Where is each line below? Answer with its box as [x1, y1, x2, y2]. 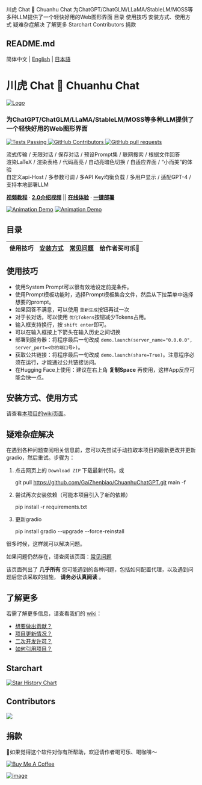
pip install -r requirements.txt [14, 503, 87, 511]
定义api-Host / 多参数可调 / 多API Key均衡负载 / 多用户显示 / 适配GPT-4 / [11, 174, 191, 181]
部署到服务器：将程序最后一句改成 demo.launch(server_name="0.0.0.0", [14, 336, 193, 343]
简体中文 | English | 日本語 [6, 55, 71, 63]
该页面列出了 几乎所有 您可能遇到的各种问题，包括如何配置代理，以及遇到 [6, 566, 188, 573]
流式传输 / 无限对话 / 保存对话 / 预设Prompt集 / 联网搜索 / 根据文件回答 [6, 151, 180, 158]
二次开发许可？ [14, 638, 52, 645]
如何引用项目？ [14, 645, 52, 652]
